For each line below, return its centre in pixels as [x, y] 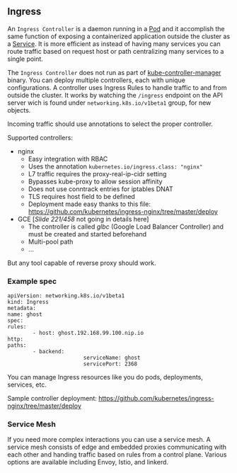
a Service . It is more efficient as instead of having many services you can [114, 44]
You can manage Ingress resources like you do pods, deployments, [105, 377]
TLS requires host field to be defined [82, 196]
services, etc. [27, 384]
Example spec [32, 281]
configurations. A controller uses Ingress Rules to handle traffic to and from [117, 87]
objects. [19, 110]
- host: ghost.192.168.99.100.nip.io [88, 333]
